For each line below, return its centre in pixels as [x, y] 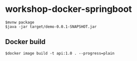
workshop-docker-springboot [68, 9]
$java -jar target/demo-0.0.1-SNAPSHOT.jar [51, 27]
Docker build [25, 42]
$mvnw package [20, 22]
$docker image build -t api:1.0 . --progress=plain [60, 53]
